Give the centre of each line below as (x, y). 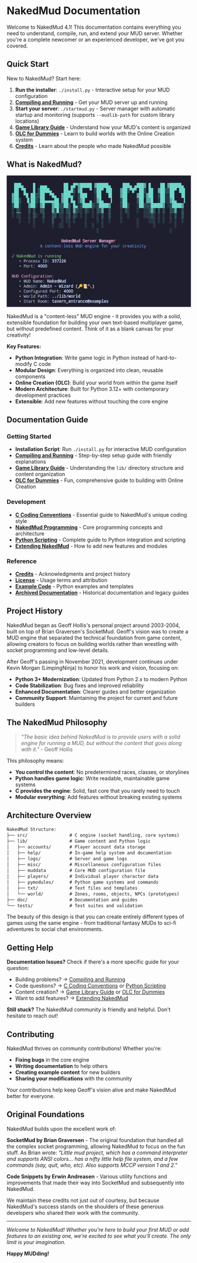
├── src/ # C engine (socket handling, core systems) (93, 836)
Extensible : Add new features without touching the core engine (91, 401)
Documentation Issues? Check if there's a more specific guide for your (93, 962)
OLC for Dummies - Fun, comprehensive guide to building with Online (99, 480)
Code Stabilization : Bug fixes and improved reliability (80, 685)
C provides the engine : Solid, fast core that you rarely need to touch (98, 790)
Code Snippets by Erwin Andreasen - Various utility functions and (87, 1176)
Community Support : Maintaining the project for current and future (96, 698)
